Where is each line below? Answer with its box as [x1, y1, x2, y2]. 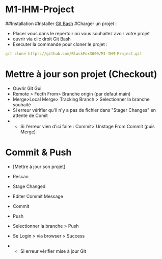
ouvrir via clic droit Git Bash [12, 36, 71, 42]
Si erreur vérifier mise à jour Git [20, 248, 87, 254]
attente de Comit [12, 112, 48, 119]
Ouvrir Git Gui [12, 85, 42, 91]
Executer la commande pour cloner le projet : [12, 41, 108, 47]
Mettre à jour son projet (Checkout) [5, 68, 157, 80]
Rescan [12, 173, 29, 179]
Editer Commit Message [12, 193, 64, 199]
